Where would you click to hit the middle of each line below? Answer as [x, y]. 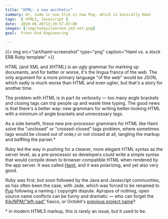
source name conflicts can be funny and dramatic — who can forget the [79, 196]
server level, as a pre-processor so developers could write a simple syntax [82, 154]
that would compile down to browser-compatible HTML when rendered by [82, 160]
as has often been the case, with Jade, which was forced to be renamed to [82, 185]
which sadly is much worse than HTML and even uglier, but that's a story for [84, 83]
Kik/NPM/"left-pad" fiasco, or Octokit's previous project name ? [70, 201]
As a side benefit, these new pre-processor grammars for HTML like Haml [81, 124]
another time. [19, 88]
